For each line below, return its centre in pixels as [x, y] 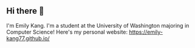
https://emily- [146, 32]
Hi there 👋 [25, 11]
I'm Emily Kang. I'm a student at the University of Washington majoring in [98, 25]
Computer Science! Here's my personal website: [67, 32]
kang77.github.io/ [28, 38]
